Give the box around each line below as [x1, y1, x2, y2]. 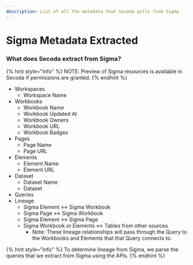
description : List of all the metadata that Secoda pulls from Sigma [6, 8, 180, 15]
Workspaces [14, 85, 45, 92]
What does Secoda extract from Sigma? [6, 54, 122, 63]
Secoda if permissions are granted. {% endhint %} [6, 74, 127, 81]
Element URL [23, 166, 55, 173]
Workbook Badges [23, 129, 68, 136]
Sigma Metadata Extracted [6, 33, 139, 47]
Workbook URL [23, 123, 60, 130]
